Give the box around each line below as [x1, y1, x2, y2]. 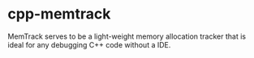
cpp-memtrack [7, 5, 111, 23]
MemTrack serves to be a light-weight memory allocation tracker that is [7, 31, 247, 41]
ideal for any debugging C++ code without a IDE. [7, 39, 171, 49]
